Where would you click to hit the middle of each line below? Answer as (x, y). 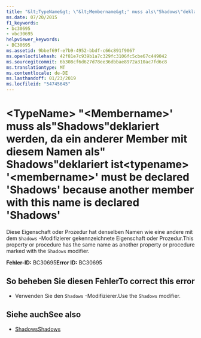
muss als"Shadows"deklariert (83, 127)
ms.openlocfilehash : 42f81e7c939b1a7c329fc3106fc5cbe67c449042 (87, 56)
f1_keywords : (22, 23)
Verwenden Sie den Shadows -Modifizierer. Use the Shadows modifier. (98, 296)
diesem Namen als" (56, 152)
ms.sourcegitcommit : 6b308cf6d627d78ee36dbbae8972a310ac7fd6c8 (87, 62)
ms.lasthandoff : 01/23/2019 (41, 78)
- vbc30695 (20, 34)
